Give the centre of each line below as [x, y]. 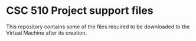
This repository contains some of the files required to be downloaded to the [98, 27]
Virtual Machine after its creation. [47, 32]
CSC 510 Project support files [80, 11]
